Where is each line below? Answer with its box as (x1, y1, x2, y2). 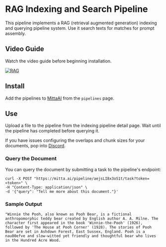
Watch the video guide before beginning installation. (5, 58, 112, 64)
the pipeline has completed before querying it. (5, 128, 100, 134)
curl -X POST (5, 176, 32, 181)
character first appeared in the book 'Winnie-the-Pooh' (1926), (5, 220, 143, 225)
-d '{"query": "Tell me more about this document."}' (5, 189, 119, 194)
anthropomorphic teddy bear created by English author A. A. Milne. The (5, 216, 159, 221)
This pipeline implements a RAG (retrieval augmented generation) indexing (5, 20, 157, 26)
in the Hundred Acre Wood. (5, 238, 61, 243)
